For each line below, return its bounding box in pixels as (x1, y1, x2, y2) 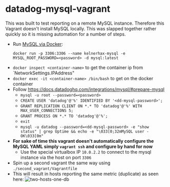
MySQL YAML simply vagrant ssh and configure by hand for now (12, 143, 153, 149)
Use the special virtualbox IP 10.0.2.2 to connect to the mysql (20, 148, 152, 155)
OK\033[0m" (20, 133, 44, 139)
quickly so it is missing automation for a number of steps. (5, 31, 126, 37)
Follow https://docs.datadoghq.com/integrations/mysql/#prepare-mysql (12, 86, 165, 92)
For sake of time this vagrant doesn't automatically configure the (12, 138, 154, 144)
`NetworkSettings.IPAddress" (12, 70, 75, 76)
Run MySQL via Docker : (12, 41, 63, 47)
